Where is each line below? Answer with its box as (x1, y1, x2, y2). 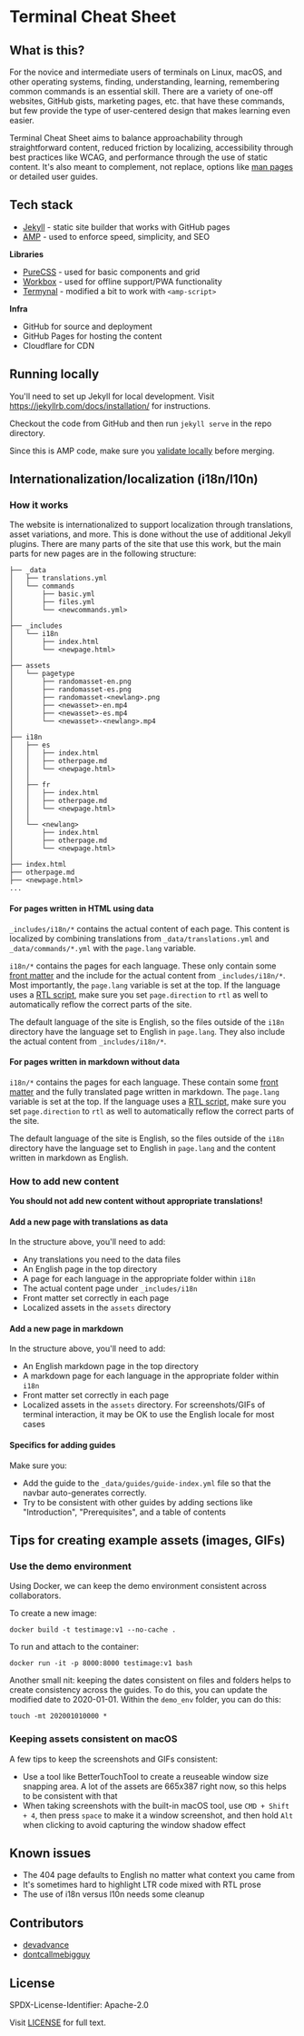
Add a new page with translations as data (9, 1216, 169, 1227)
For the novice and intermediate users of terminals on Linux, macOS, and (9, 66, 283, 77)
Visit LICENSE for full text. (9, 2017, 106, 2028)
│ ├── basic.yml (9, 590, 95, 599)
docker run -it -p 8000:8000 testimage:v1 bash (9, 1659, 193, 1668)
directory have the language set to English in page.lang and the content (9, 1142, 277, 1153)
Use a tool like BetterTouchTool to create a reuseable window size (22, 1771, 270, 1782)
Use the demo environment (9, 1560, 132, 1573)
